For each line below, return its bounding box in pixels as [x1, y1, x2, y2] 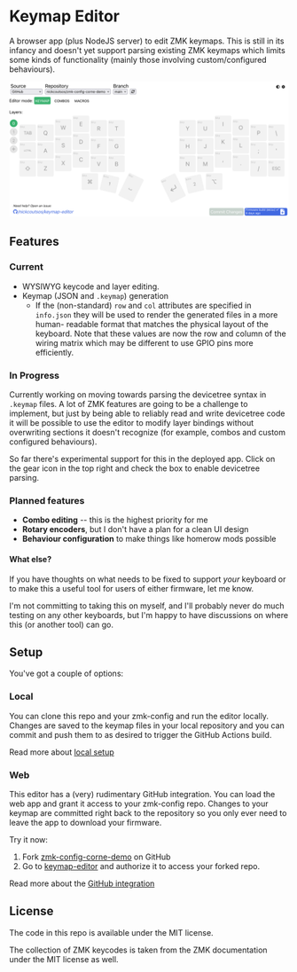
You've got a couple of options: [9, 668, 124, 679]
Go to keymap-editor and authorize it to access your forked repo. [21, 860, 261, 871]
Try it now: [9, 834, 49, 844]
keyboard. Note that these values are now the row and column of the [35, 328, 286, 339]
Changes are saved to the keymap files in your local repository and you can [9, 720, 285, 731]
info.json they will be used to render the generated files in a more [35, 309, 278, 320]
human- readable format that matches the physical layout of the [35, 318, 269, 329]
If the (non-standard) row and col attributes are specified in [35, 300, 252, 310]
